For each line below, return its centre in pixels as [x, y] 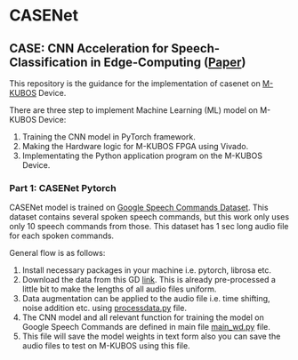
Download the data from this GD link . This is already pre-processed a [149, 280]
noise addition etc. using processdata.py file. [104, 308]
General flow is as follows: [57, 253]
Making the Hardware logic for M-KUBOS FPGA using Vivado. [135, 146]
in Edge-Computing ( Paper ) [168, 62]
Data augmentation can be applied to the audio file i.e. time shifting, [146, 299]
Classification [48, 62]
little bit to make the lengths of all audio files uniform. [119, 289]
